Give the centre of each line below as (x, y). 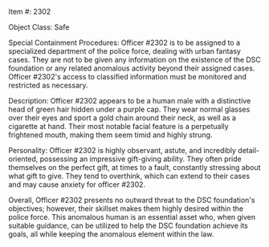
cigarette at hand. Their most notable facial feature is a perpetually (118, 126)
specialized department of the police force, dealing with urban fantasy (124, 51)
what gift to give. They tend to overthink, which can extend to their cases (129, 176)
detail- (249, 150)
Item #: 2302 (30, 12)
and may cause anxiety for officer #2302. (77, 184)
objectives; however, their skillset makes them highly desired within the (126, 209)
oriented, (23, 159)
